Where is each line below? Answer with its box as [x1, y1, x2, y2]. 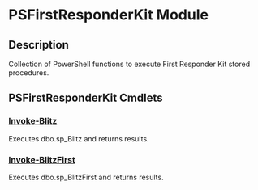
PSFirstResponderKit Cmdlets [8, 91, 164, 105]
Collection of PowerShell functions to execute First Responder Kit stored [8, 59, 250, 69]
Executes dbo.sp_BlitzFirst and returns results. [8, 172, 164, 182]
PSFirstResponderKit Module [8, 6, 209, 24]
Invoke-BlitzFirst [8, 154, 75, 165]
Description [8, 38, 69, 52]
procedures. [8, 68, 49, 78]
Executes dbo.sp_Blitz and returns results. [8, 133, 149, 143]
